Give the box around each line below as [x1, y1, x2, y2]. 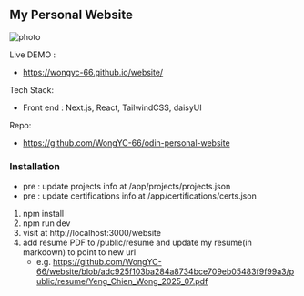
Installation [9, 159, 61, 172]
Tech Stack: [9, 84, 55, 95]
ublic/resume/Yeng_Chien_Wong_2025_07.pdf [35, 276, 208, 287]
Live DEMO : [9, 49, 56, 60]
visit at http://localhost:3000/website [22, 228, 162, 239]
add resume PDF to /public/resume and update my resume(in [22, 237, 252, 249]
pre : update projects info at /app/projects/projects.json [22, 181, 231, 192]
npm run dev [22, 218, 71, 229]
